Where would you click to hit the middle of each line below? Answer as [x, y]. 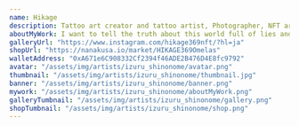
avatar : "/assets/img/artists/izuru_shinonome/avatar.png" [121, 67]
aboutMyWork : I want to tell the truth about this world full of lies [143, 34]
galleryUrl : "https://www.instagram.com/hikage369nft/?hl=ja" [127, 42]
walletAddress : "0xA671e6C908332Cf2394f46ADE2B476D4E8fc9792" [127, 59]
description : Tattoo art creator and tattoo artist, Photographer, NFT [145, 26]
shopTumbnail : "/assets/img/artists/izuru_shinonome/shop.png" [129, 108]
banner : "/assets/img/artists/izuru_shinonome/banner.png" [121, 83]
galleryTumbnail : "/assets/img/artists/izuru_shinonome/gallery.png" [141, 100]
